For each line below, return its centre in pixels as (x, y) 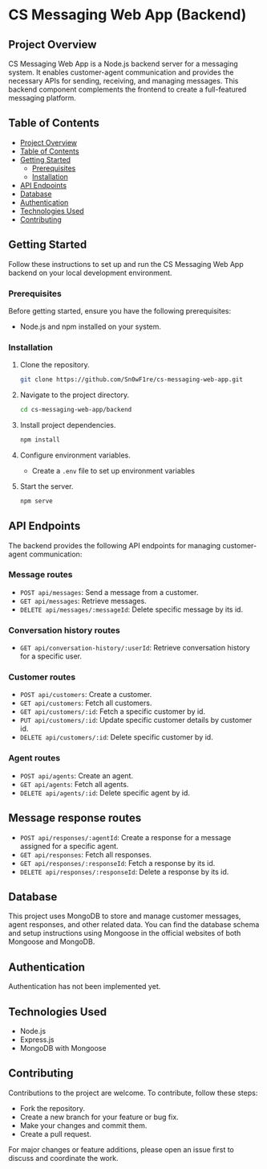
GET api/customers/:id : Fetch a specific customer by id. (113, 712)
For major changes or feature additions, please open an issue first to (121, 1149)
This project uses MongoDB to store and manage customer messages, (125, 916)
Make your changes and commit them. (83, 1125)
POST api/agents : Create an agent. (77, 775)
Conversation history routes (64, 630)
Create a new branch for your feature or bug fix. (99, 1117)
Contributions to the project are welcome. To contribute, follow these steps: (133, 1093)
